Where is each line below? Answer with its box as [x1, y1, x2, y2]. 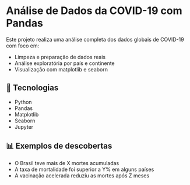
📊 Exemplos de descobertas [6, 141, 112, 151]
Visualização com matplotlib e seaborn [14, 66, 108, 73]
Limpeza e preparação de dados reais [14, 53, 106, 60]
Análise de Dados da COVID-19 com [6, 4, 182, 18]
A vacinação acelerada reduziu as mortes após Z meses [14, 172, 150, 179]
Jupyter [14, 123, 34, 130]
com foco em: [6, 42, 40, 49]
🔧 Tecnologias [6, 83, 59, 93]
